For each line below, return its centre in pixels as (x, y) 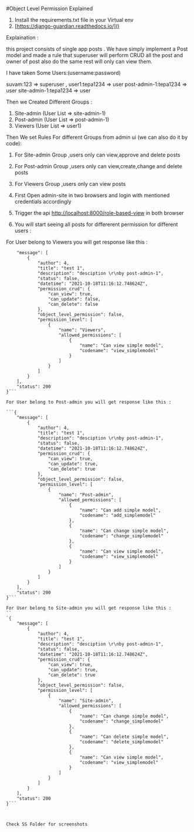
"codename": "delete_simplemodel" (122, 742)
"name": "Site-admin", (86, 701)
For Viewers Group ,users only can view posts (70, 184)
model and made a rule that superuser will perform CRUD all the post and (95, 55)
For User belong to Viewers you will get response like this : (77, 242)
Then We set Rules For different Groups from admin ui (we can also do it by (97, 137)
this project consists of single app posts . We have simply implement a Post (97, 49)
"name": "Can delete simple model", (124, 737)
